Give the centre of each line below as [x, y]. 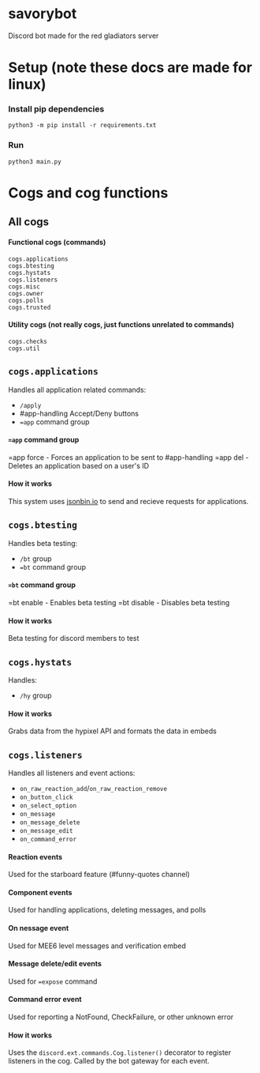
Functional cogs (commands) [57, 242]
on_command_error [48, 839]
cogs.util [24, 348]
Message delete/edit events [55, 964]
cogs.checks [28, 341]
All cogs [29, 222]
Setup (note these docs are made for [130, 68]
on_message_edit [46, 830]
